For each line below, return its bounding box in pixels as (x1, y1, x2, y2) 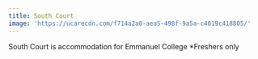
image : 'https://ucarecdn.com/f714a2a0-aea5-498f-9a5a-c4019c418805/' (8, 19, 252, 27)
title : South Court (8, 11, 74, 20)
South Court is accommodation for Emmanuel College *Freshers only (8, 41, 240, 51)
